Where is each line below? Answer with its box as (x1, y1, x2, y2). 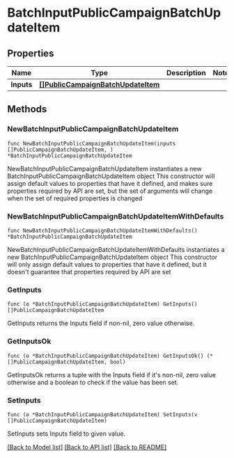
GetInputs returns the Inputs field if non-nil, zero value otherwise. (7, 319, 195, 328)
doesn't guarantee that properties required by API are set (7, 267, 171, 276)
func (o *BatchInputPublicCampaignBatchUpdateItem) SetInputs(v (7, 411, 198, 418)
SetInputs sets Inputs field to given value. (7, 429, 126, 438)
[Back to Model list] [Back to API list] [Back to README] (7, 443, 167, 451)
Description (166, 68, 207, 77)
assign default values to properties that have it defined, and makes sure (7, 179, 213, 187)
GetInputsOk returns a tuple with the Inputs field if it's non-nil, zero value (7, 370, 216, 379)
